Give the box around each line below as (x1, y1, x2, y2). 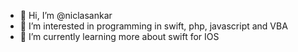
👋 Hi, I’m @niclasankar (19, 10, 113, 21)
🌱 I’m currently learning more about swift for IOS (19, 31, 220, 42)
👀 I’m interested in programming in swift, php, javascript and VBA (19, 20, 288, 32)
